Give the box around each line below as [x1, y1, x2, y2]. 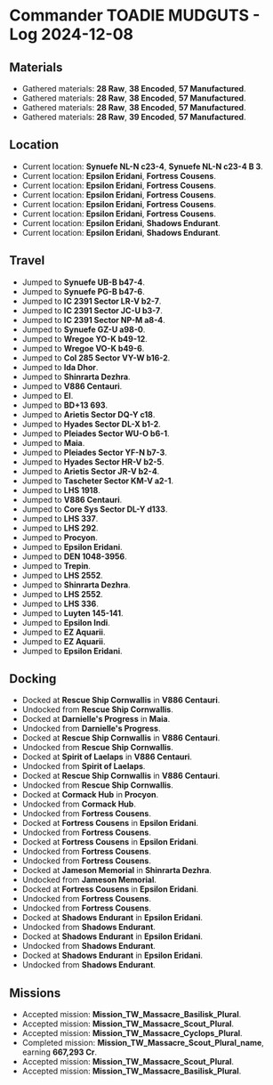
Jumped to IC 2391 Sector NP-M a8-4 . [21, 314, 166, 325]
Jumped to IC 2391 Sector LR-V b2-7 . [21, 296, 162, 306]
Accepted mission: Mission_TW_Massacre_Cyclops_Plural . [21, 1028, 243, 1039]
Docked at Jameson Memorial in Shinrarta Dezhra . [21, 865, 212, 876]
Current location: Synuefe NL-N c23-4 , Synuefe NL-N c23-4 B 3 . [21, 161, 264, 172]
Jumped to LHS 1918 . [21, 484, 100, 495]
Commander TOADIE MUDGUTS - [9, 5, 261, 26]
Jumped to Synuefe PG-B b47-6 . [21, 286, 145, 296]
